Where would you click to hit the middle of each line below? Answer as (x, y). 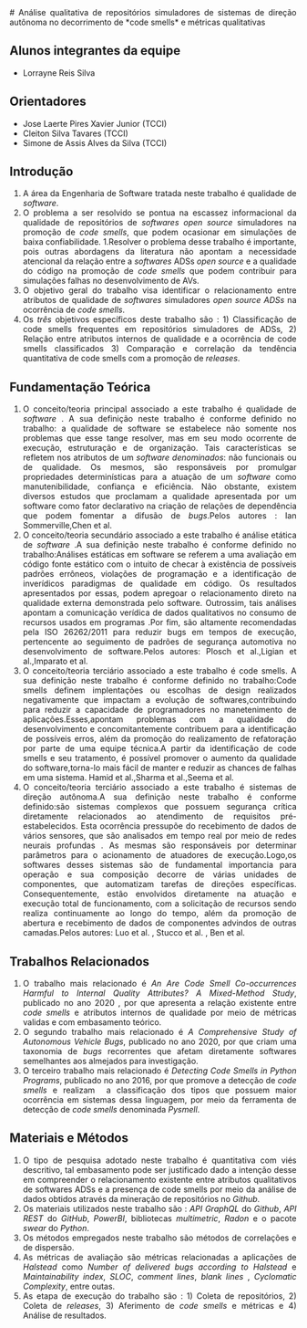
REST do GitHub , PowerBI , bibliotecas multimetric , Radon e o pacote (159, 1218)
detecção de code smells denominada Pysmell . (111, 1110)
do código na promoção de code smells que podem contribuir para (159, 271)
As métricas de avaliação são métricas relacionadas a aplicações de (159, 1257)
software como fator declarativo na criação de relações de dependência (159, 506)
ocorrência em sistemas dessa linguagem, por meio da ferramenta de (159, 1100)
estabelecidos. (50, 826)
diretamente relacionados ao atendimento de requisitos (146, 816)
